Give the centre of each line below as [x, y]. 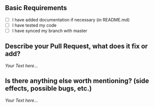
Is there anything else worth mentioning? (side [77, 81]
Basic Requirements [36, 8]
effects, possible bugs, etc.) [49, 89]
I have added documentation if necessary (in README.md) [71, 19]
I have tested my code [34, 25]
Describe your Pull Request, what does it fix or [77, 46]
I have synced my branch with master [50, 31]
